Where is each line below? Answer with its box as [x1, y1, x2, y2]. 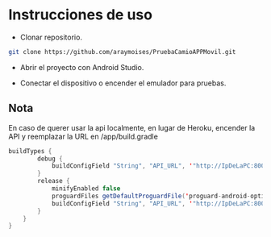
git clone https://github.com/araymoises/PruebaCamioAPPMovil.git [8, 48, 236, 56]
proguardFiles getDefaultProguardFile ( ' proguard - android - [51, 192, 251, 200]
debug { [37, 155, 63, 163]
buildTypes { [8, 147, 52, 155]
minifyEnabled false [51, 185, 121, 193]
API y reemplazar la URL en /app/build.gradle [8, 131, 159, 141]
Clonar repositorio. [19, 32, 83, 42]
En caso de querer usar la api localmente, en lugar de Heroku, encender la [8, 123, 256, 132]
